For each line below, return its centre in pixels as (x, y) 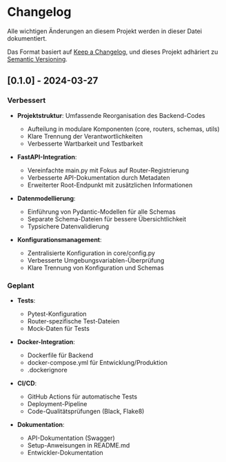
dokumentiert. (27, 38)
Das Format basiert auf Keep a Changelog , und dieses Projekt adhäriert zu (113, 52)
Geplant (21, 285)
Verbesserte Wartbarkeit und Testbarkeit (85, 143)
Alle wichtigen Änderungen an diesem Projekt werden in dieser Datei (104, 31)
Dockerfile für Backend (60, 355)
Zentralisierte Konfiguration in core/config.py (91, 253)
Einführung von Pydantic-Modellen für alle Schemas (101, 212)
